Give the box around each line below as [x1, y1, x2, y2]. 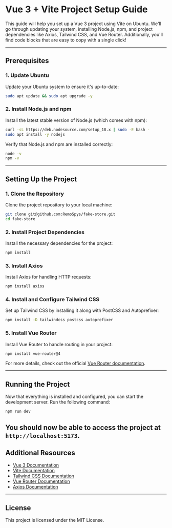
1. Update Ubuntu [5, 72, 50, 79]
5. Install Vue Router [5, 329, 57, 336]
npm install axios [5, 284, 45, 289]
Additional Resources [5, 448, 75, 457]
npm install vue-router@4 [5, 351, 60, 356]
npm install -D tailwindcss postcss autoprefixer [5, 318, 114, 323]
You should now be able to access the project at [5, 423, 161, 432]
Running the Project [5, 380, 70, 389]
